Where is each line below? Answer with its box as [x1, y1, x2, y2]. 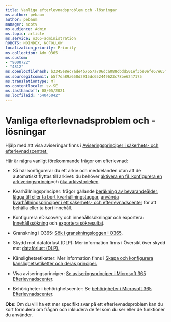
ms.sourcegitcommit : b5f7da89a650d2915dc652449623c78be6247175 [5, 74, 142, 79]
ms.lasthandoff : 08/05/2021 [5, 88, 65, 93]
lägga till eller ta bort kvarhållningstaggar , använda [12, 194, 119, 200]
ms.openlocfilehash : [5, 69, 49, 75]
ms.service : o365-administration [5, 36, 76, 41]
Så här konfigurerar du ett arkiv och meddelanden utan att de [12, 168, 141, 174]
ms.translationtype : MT [5, 79, 56, 84]
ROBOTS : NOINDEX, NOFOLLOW [5, 41, 63, 46]
